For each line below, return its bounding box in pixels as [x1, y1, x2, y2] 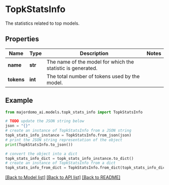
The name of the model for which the [46, 58, 134, 65]
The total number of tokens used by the [46, 73, 140, 80]
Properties [5, 35, 39, 43]
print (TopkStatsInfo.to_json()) [5, 142, 73, 147]
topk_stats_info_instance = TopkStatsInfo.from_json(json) [5, 133, 132, 138]
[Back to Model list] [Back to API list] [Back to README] [5, 174, 121, 180]
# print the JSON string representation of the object [5, 137, 123, 142]
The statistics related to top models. [5, 20, 79, 26]
